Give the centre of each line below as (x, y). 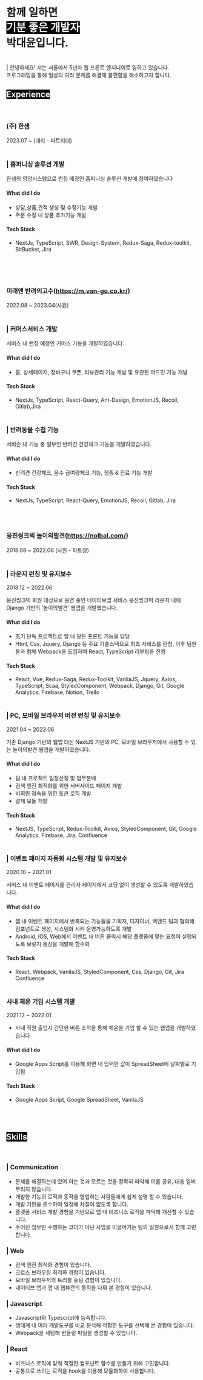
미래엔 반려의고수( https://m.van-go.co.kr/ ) (68, 291)
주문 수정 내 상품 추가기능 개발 (51, 215)
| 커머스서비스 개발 (32, 329)
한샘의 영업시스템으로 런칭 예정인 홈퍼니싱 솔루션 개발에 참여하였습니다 (90, 179)
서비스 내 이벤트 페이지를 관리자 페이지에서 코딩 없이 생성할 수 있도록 (87, 885)
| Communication (32, 1168)
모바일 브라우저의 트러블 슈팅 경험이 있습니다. (68, 1280)
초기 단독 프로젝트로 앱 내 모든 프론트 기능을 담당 (72, 636)
